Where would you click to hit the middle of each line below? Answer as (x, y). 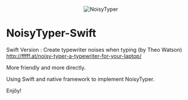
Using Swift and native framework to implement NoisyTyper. (80, 79)
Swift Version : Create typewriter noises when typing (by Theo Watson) (94, 49)
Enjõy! (14, 90)
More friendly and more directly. (46, 67)
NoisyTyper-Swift (51, 33)
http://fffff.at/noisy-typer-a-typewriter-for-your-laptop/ (74, 56)
